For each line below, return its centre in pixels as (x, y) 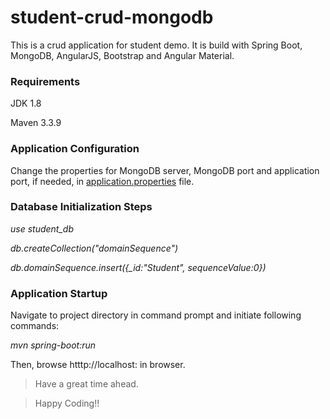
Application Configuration (75, 149)
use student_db (42, 228)
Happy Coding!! (67, 403)
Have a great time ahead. (86, 384)
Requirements (45, 81)
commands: (35, 326)
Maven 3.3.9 (36, 123)
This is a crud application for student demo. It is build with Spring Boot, (156, 45)
